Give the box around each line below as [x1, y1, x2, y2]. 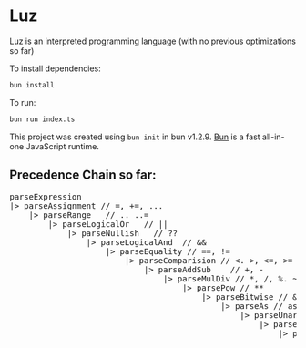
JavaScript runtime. [25, 140, 100, 151]
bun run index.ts [9, 115, 76, 124]
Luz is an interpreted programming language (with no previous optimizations [9, 36, 296, 46]
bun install [9, 80, 55, 89]
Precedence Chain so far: [9, 168, 157, 183]
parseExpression [9, 191, 82, 201]
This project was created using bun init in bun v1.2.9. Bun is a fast [9, 131, 261, 142]
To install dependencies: [9, 63, 102, 74]
